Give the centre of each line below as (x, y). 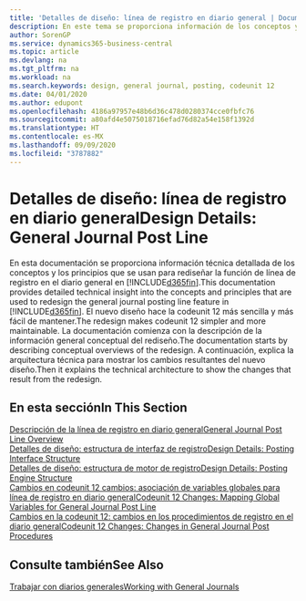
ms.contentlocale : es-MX (56, 137)
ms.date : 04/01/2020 (49, 94)
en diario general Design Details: (133, 218)
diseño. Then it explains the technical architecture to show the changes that (150, 369)
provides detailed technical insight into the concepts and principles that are (151, 292)
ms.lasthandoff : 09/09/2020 (63, 145)
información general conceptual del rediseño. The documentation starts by (149, 340)
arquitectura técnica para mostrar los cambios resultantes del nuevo (138, 359)
